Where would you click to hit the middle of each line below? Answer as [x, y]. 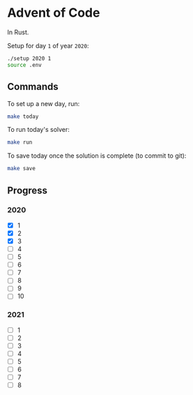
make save [22, 169]
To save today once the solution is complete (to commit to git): [97, 156]
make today [23, 117]
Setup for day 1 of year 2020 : [48, 45]
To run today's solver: [38, 130]
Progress [27, 190]
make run [20, 142]
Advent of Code [54, 13]
